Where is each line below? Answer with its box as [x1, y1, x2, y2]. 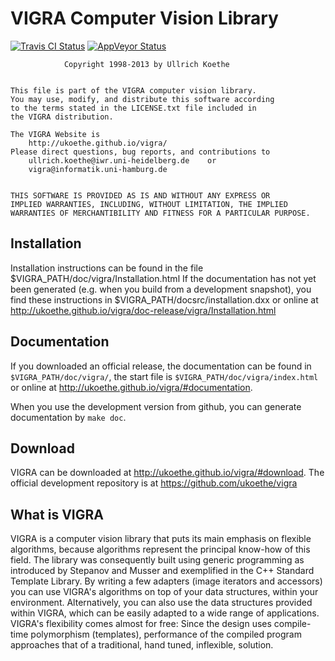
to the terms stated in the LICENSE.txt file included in [10, 103, 257, 113]
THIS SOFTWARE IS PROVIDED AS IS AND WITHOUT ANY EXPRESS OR [10, 190, 271, 201]
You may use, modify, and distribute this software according [10, 94, 275, 104]
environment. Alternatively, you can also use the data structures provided [10, 597, 313, 609]
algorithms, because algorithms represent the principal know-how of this [10, 543, 311, 556]
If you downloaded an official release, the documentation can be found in [10, 360, 312, 372]
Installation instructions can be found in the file [10, 262, 204, 274]
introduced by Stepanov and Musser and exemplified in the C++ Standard [10, 565, 315, 577]
